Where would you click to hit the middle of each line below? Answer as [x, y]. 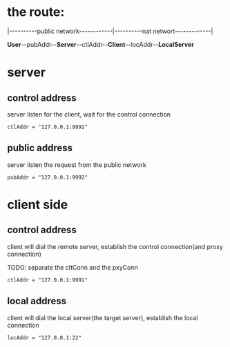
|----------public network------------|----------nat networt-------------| [110, 31]
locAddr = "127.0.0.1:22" [44, 338]
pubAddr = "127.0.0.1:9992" [48, 177]
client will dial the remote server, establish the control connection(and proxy [115, 246]
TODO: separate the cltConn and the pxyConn [73, 267]
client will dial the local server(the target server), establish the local [103, 317]
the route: [36, 12]
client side [38, 205]
